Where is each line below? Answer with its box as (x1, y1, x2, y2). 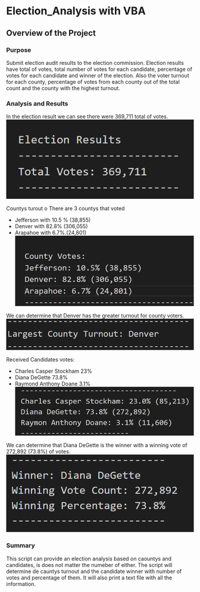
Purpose (6, 46, 32, 54)
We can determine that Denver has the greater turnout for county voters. (6, 312, 185, 319)
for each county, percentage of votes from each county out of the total (6, 78, 180, 85)
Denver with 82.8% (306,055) (14, 222, 88, 230)
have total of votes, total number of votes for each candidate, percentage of (6, 66, 192, 73)
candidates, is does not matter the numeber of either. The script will (6, 561, 173, 568)
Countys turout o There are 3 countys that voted (6, 204, 125, 212)
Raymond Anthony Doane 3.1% (14, 380, 91, 387)
